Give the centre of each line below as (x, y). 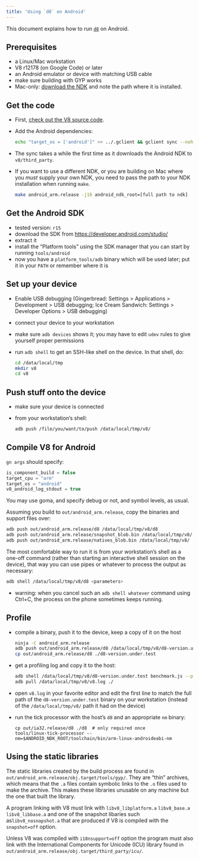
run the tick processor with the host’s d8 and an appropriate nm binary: (100, 717)
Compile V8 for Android (51, 448)
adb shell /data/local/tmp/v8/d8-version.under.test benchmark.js (99, 676)
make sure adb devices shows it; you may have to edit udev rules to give (103, 334)
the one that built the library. (41, 796)
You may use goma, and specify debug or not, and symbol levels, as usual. (98, 501)
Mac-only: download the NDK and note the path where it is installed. (98, 87)
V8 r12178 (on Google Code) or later (59, 68)
